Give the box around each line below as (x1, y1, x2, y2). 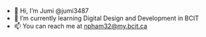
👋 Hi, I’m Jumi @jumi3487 (13, 7, 89, 15)
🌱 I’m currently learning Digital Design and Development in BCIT (13, 14, 199, 22)
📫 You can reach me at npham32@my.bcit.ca (13, 22, 148, 30)
